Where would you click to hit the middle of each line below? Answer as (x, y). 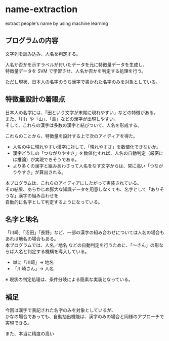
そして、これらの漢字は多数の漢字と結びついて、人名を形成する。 (74, 125)
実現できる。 (18, 323)
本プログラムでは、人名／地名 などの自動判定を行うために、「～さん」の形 (82, 245)
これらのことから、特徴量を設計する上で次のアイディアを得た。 (72, 136)
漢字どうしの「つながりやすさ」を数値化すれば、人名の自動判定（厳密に (88, 153)
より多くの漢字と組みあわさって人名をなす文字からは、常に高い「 (81, 165)
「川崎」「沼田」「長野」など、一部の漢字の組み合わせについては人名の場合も (85, 232)
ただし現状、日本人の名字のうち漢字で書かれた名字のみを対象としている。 (83, 82)
